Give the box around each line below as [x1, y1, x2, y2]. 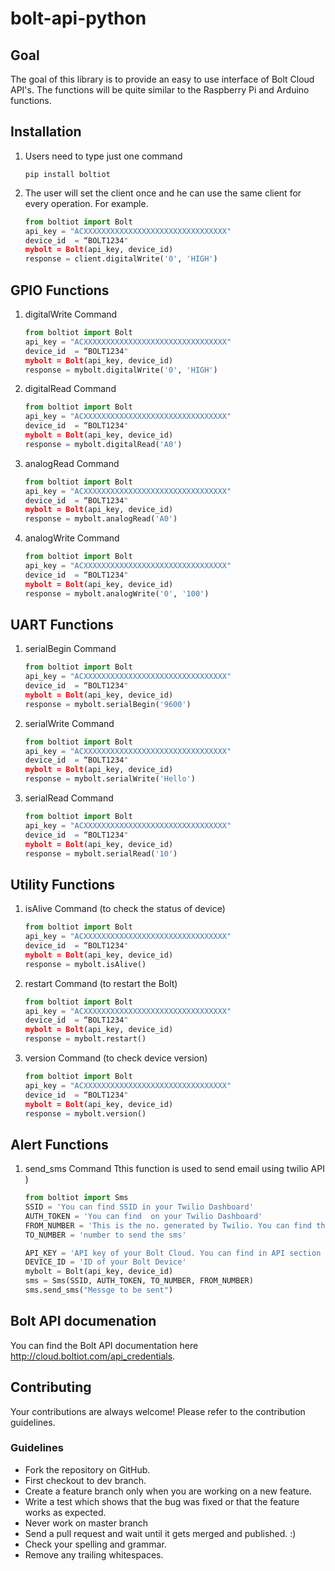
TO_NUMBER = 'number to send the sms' [24, 1230, 187, 1240]
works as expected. [24, 1506, 107, 1518]
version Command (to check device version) [24, 1052, 208, 1064]
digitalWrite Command [24, 308, 118, 320]
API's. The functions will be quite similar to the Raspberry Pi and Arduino [10, 84, 310, 96]
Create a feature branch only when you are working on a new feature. [24, 1485, 312, 1497]
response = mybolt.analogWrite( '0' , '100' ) [24, 588, 210, 599]
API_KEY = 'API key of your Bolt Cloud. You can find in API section [24, 1248, 322, 1258]
